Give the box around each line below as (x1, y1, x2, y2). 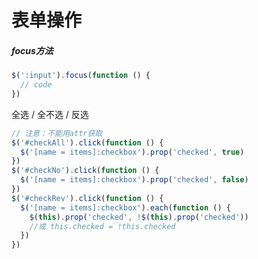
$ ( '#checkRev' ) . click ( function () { (11, 193, 164, 203)
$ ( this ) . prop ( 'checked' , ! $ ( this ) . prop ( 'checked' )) (29, 212, 249, 222)
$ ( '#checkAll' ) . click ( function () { (11, 137, 164, 148)
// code (20, 80, 53, 90)
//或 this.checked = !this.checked (29, 221, 176, 231)
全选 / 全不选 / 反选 (11, 108, 89, 120)
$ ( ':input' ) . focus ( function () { (11, 71, 151, 81)
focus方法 (11, 44, 54, 56)
